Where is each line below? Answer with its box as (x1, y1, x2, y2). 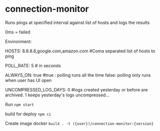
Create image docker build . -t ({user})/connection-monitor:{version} (5, 120, 154, 126)
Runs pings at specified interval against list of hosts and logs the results (5, 20, 150, 25)
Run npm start (5, 101, 34, 107)
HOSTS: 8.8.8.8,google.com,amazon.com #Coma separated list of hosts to (5, 48, 156, 54)
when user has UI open (5, 77, 52, 83)
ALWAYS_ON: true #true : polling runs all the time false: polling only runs (5, 72, 151, 78)
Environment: (5, 38, 32, 44)
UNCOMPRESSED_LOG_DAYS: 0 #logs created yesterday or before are (5, 87, 148, 92)
